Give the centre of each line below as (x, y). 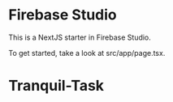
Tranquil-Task (56, 86)
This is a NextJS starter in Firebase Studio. (80, 37)
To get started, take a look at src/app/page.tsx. (87, 53)
